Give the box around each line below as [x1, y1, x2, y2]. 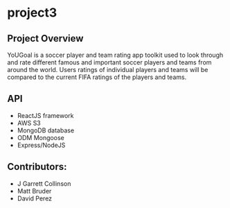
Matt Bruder [17, 187, 52, 195]
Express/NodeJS [17, 141, 66, 149]
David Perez [17, 194, 53, 202]
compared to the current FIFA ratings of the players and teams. [7, 73, 187, 81]
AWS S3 [17, 119, 42, 127]
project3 [7, 5, 57, 21]
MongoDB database [17, 126, 75, 135]
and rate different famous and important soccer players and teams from [7, 58, 212, 67]
